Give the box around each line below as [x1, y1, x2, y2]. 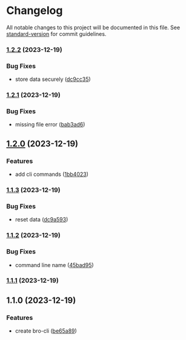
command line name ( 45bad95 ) [15, 261, 94, 268]
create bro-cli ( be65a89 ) [15, 327, 77, 335]
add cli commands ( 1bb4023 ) [15, 171, 89, 178]
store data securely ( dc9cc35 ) [15, 75, 91, 83]
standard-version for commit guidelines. [6, 30, 107, 37]
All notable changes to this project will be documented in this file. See [6, 24, 181, 31]
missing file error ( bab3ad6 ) [15, 121, 85, 128]
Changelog [6, 4, 63, 18]
